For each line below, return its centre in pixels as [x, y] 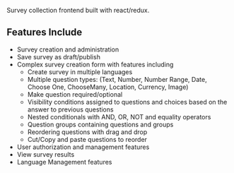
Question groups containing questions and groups [100, 124]
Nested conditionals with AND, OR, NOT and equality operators [119, 117]
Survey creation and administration [68, 49]
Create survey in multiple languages [80, 72]
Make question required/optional [75, 94]
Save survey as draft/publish [58, 56]
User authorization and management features [83, 147]
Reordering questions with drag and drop [87, 132]
